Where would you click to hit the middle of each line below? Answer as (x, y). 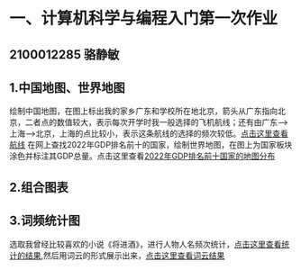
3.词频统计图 (45, 221)
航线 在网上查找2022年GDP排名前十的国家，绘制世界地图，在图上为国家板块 (151, 145)
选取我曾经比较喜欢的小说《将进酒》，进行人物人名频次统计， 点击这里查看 (146, 244)
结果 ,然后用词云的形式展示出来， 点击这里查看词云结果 (125, 255)
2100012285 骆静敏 (64, 54)
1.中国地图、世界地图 (68, 88)
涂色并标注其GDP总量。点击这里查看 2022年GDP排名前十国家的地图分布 (142, 156)
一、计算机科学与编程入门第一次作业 (144, 18)
